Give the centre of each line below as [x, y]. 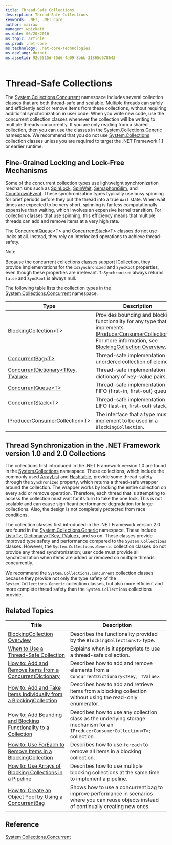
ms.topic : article [25, 39]
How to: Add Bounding [35, 715]
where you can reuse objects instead [114, 800]
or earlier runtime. [24, 146]
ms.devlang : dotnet [26, 53]
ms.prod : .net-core [26, 44]
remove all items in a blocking [106, 751]
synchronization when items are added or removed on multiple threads [80, 557]
